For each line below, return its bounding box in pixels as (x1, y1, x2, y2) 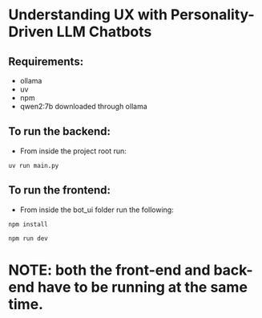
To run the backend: (8, 124, 111, 138)
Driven (8, 22, 54, 41)
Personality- (170, 6, 255, 24)
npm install (8, 220, 48, 228)
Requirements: (8, 55, 84, 68)
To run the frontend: (8, 183, 111, 198)
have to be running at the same (37, 278, 248, 296)
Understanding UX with (8, 6, 168, 24)
